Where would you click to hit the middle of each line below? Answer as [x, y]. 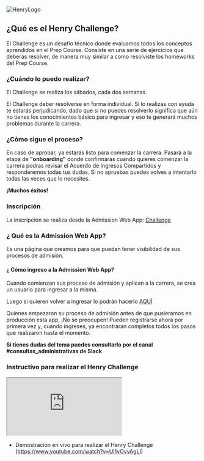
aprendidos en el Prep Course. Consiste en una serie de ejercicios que [95, 50]
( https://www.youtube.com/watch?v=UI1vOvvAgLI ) [79, 451]
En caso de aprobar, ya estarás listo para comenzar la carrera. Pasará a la [99, 152]
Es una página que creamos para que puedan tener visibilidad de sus [93, 249]
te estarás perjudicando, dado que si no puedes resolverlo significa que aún [102, 111]
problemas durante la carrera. [44, 124]
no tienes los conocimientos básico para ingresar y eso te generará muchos [102, 117]
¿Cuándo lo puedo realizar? [48, 78]
